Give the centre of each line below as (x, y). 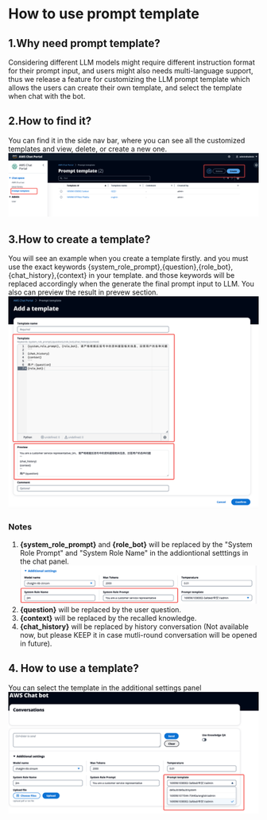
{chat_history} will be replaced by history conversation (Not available (134, 627)
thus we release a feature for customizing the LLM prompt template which (129, 79)
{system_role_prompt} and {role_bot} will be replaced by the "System (136, 544)
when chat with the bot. (47, 96)
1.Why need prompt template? (84, 43)
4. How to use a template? (74, 668)
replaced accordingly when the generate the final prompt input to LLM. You (131, 284)
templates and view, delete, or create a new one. (88, 149)
